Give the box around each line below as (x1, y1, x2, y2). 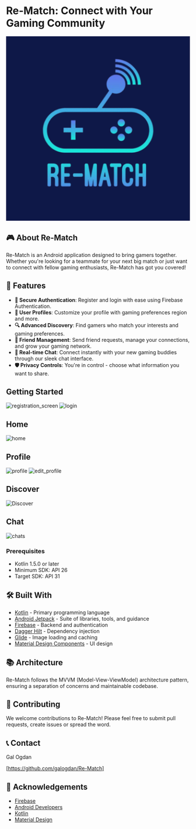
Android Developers (14, 803, 63, 810)
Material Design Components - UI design (14, 640, 113, 647)
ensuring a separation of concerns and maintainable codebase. (6, 682, 159, 689)
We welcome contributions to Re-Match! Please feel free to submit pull (6, 715, 176, 722)
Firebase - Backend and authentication (14, 621, 108, 628)
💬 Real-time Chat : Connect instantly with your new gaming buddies (14, 348, 177, 355)
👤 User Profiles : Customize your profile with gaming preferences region (14, 309, 187, 316)
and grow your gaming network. (14, 342, 92, 350)
